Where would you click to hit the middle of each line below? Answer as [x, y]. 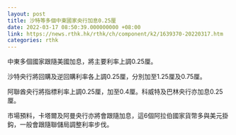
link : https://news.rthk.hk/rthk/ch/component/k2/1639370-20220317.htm [115, 34]
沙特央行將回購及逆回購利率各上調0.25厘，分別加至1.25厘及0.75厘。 [107, 77]
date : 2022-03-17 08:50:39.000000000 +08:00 [74, 27]
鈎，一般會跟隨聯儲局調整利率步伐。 [60, 124]
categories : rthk [33, 40]
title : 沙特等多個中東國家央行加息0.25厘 [62, 21]
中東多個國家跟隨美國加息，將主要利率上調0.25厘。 [82, 62]
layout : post [27, 14]
